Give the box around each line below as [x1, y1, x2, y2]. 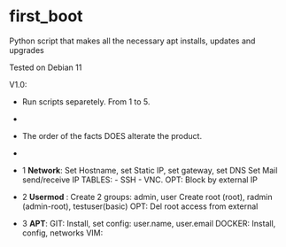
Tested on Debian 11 [9, 62, 82, 73]
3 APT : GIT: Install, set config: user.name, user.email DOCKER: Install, [21, 218, 276, 228]
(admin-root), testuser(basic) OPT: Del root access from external [21, 201, 259, 212]
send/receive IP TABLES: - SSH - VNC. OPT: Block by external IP [21, 174, 259, 185]
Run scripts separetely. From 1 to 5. [21, 96, 151, 107]
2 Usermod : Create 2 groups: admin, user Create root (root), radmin [21, 191, 273, 202]
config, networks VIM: [21, 228, 104, 238]
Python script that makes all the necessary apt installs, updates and [9, 35, 256, 46]
